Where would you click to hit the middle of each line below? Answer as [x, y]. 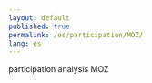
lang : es [25, 43]
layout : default [39, 18]
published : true [39, 26]
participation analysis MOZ [59, 69]
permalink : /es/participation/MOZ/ [76, 35]
